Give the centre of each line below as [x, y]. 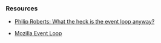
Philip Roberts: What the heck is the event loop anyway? [84, 22]
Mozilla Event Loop [38, 33]
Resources [22, 8]
